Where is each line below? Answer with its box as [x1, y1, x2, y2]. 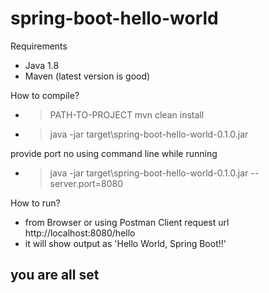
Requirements [10, 40, 68, 52]
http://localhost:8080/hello [24, 227, 136, 239]
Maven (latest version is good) [24, 70, 151, 82]
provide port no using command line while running [10, 147, 218, 159]
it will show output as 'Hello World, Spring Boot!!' [24, 237, 227, 249]
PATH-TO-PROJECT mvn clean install [49, 108, 205, 121]
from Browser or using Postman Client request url [24, 216, 230, 228]
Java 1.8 [24, 59, 60, 71]
